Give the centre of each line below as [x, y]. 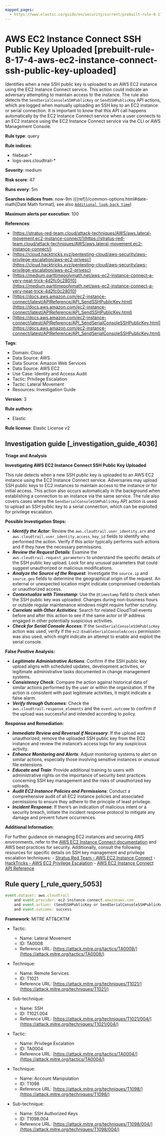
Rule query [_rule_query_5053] [54, 884]
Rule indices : [19, 146]
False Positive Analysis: [30, 651]
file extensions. [28, 765]
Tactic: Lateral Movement [38, 384]
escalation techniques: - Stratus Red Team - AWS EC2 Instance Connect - [81, 858]
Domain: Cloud [27, 353]
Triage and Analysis [26, 456]
